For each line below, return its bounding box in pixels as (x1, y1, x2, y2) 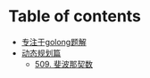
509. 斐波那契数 (34, 58, 94, 69)
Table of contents (8, 6, 142, 27)
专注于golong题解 (21, 36, 87, 47)
